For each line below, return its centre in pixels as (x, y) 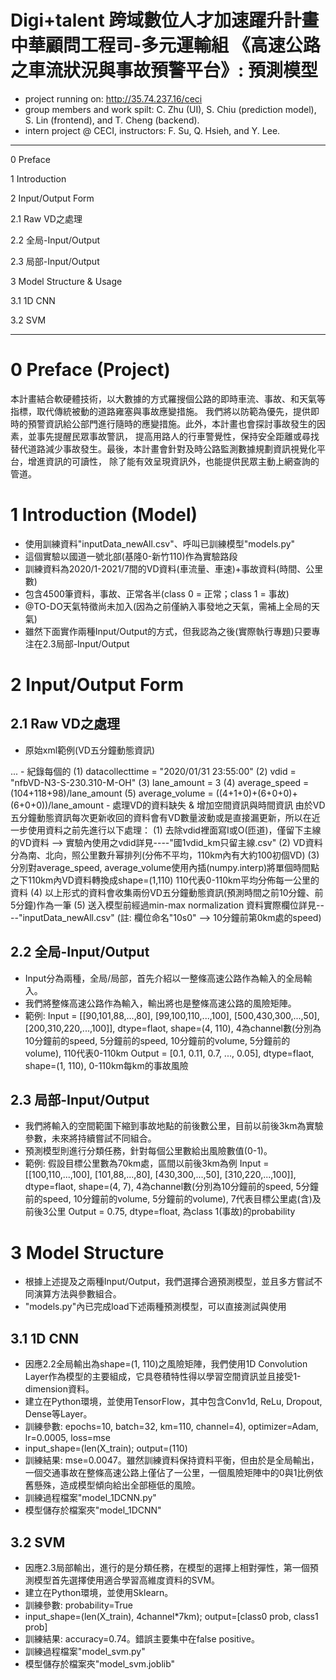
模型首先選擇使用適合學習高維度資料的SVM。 (127, 1580)
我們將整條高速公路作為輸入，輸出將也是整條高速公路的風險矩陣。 (160, 1003)
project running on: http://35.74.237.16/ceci (113, 98)
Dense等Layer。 (58, 1414)
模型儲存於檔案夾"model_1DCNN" (93, 1510)
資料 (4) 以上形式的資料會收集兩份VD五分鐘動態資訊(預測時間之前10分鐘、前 (167, 892)
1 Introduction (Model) (104, 515)
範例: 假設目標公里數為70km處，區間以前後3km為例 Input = (147, 1163)
